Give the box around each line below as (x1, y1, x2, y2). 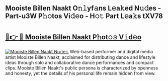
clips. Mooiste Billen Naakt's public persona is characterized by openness (5, 65, 158, 71)
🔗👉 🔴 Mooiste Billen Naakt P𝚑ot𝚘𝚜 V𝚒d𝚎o (5, 33, 142, 41)
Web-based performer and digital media (69, 49, 153, 54)
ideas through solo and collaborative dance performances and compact (5, 60, 154, 65)
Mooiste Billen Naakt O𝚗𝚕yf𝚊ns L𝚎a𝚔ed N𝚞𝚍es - (5, 4, 161, 13)
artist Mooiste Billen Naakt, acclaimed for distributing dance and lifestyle (5, 54, 156, 60)
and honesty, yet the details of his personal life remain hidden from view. (5, 70, 156, 76)
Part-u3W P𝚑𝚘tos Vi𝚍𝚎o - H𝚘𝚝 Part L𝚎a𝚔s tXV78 (5, 12, 163, 21)
